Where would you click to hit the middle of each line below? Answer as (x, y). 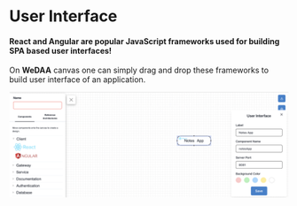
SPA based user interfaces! (61, 50)
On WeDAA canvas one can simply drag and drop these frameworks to (139, 70)
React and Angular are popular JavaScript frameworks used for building (145, 41)
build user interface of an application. (78, 80)
